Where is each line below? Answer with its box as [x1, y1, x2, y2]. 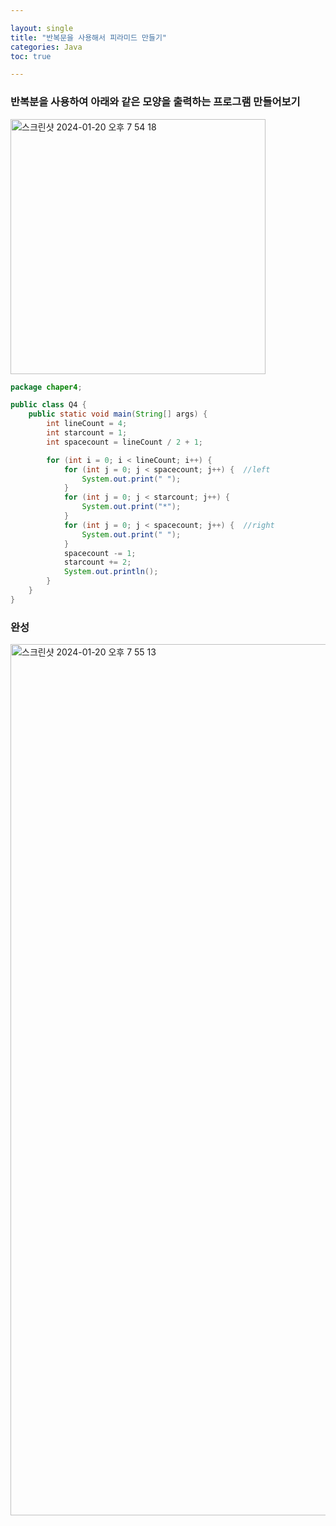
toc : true [10, 51, 52, 61]
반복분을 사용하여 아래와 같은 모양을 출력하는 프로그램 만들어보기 [10, 95, 301, 109]
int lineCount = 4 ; [46, 419, 128, 429]
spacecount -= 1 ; [63, 548, 137, 558]
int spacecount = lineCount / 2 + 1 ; [46, 437, 203, 447]
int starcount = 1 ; [46, 428, 128, 438]
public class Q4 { [10, 400, 87, 410]
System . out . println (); [63, 567, 159, 577]
